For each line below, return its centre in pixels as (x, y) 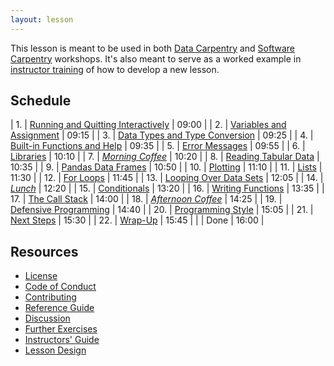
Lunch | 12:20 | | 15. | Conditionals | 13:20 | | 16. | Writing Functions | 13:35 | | (167, 188)
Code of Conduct (60, 287)
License (41, 276)
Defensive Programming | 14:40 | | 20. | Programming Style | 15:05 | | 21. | (162, 210)
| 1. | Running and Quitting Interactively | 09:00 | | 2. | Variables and (148, 125)
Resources (44, 251)
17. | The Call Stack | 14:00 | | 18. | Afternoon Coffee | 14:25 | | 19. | (146, 199)
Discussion (47, 318)
